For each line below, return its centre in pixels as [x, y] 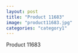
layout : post [22, 11]
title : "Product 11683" [35, 17]
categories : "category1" [37, 28]
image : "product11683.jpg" [39, 22]
